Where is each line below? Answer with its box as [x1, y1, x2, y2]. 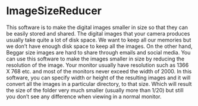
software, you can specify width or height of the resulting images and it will [6, 74, 191, 81]
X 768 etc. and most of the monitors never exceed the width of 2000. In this [6, 68, 192, 75]
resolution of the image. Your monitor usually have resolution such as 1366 [6, 61, 189, 69]
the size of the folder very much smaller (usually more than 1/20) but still [6, 86, 184, 94]
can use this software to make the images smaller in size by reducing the [6, 55, 185, 62]
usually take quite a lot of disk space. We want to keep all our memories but [6, 36, 191, 43]
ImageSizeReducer [6, 4, 102, 18]
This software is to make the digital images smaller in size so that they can [6, 24, 188, 31]
